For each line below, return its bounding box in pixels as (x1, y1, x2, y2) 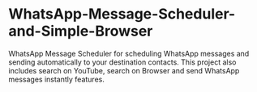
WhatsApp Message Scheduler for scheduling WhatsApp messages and (8, 48, 250, 58)
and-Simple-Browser (8, 22, 153, 40)
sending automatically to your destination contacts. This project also (8, 57, 237, 67)
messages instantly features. (8, 74, 105, 84)
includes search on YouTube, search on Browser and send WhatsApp (8, 65, 240, 75)
